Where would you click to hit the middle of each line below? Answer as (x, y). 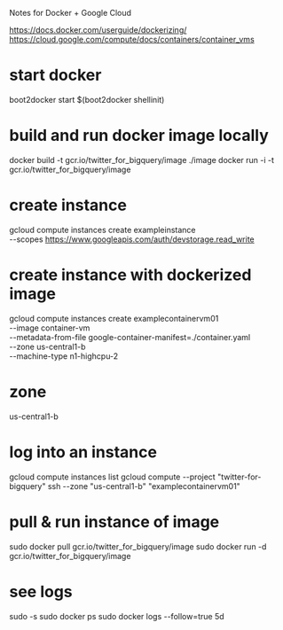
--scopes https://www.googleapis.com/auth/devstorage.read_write (132, 239)
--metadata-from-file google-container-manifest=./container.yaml (130, 337)
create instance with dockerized (130, 275)
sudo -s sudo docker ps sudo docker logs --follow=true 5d (117, 616)
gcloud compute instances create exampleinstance (102, 229)
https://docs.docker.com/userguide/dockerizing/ (98, 30)
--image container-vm (50, 328)
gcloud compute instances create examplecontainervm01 (114, 318)
